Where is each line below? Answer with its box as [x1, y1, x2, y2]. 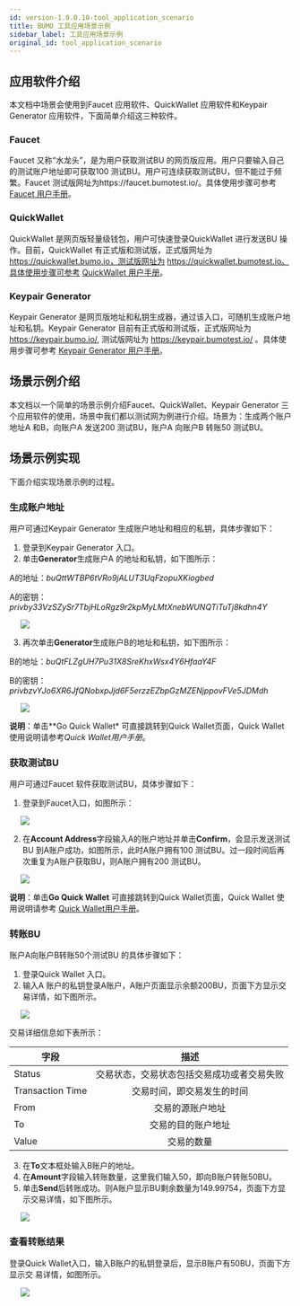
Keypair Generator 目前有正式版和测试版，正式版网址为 [47, 322, 252, 333]
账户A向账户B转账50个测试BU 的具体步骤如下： [9, 949, 184, 961]
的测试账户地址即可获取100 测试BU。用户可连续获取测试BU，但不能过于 [9, 166, 275, 177]
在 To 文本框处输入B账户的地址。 [21, 1160, 140, 1171]
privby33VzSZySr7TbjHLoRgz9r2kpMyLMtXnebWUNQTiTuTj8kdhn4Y [9, 601, 268, 612]
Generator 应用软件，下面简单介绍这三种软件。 [9, 110, 183, 121]
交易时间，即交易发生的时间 [131, 1085, 249, 1098]
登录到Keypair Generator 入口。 [21, 542, 140, 552]
